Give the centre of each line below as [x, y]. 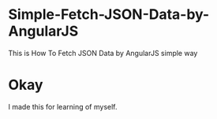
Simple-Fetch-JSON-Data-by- [109, 15]
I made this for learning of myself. [63, 106]
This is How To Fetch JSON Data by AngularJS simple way [103, 53]
